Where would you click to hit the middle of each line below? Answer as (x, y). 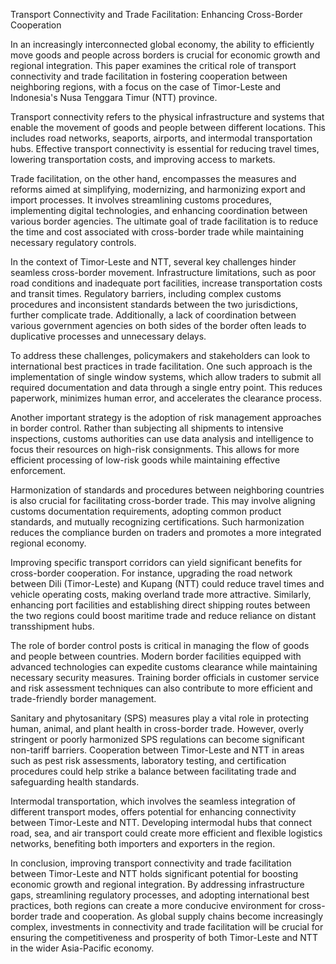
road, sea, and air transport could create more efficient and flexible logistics (166, 833)
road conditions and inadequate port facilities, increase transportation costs (166, 283)
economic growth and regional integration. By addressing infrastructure (157, 884)
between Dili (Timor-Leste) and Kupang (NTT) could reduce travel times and (167, 583)
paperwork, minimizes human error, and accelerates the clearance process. (166, 398)
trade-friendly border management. (83, 698)
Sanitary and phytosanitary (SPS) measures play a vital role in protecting (160, 718)
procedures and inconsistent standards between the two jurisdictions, (154, 304)
